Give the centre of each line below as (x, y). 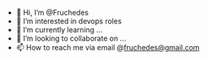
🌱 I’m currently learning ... (59, 30)
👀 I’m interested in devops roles (69, 21)
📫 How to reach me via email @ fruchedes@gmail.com (108, 47)
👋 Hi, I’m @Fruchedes (52, 13)
